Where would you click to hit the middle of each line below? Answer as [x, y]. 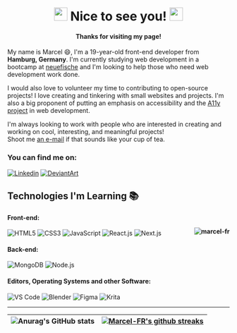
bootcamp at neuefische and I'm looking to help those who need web [108, 67]
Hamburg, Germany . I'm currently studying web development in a [103, 59]
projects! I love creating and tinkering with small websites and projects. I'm [116, 96]
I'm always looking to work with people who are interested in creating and [115, 124]
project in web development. [49, 111]
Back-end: [23, 249]
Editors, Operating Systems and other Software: [79, 281]
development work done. [43, 75]
